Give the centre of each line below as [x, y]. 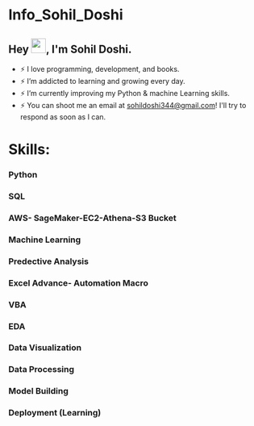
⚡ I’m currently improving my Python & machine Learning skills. [125, 93]
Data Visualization [45, 348]
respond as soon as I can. [63, 117]
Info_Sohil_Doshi [66, 15]
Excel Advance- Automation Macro [79, 282]
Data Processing [42, 370]
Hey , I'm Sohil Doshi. [70, 49]
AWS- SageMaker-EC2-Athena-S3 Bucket [92, 218]
